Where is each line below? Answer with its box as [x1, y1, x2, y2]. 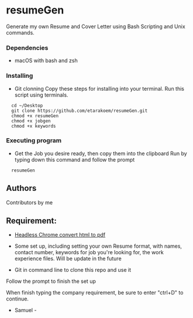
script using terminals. [14, 91, 68, 98]
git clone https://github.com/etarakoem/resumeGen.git [11, 108, 148, 114]
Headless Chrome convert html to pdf [14, 231, 106, 238]
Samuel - [14, 307, 37, 314]
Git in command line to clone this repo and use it [14, 266, 132, 273]
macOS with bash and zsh [14, 57, 78, 64]
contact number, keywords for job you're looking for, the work [14, 249, 164, 256]
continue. [6, 295, 29, 302]
